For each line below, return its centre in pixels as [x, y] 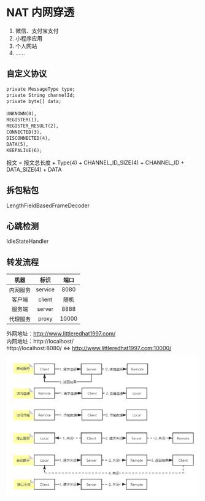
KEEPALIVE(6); [25, 150]
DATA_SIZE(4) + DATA [34, 169]
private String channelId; [41, 95]
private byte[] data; [34, 101]
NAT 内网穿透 [41, 13]
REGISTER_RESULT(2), [33, 126]
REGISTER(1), [23, 120]
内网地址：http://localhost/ [40, 342]
